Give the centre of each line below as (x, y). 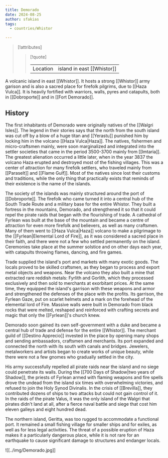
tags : (11, 24)
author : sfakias (22, 19)
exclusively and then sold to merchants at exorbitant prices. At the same (80, 283)
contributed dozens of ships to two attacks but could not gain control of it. (82, 393)
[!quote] (38, 57)
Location (43, 69)
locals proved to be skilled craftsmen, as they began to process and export (82, 267)
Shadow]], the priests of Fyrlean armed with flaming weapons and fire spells (84, 377)
